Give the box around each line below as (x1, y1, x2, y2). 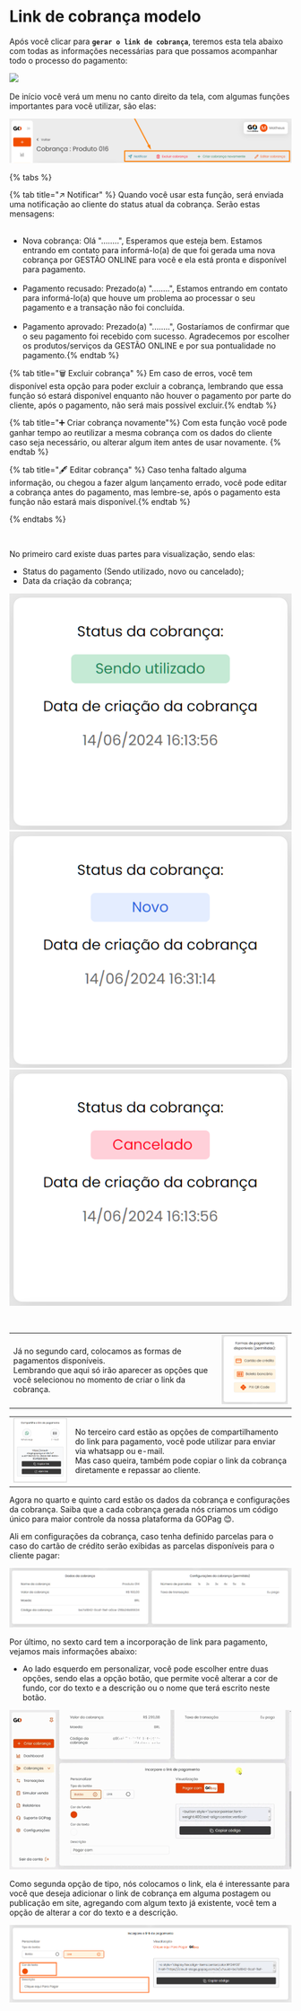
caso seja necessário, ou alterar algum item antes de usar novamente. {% (9, 437, 281, 447)
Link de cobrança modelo (9, 6, 202, 27)
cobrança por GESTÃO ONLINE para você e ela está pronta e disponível (21, 254, 287, 265)
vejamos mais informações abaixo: (9, 1646, 137, 1657)
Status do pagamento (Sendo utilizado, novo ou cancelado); (21, 566, 245, 577)
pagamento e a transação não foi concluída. (21, 302, 185, 313)
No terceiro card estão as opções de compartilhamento (74, 1426, 279, 1438)
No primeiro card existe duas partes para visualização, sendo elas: (9, 548, 255, 559)
